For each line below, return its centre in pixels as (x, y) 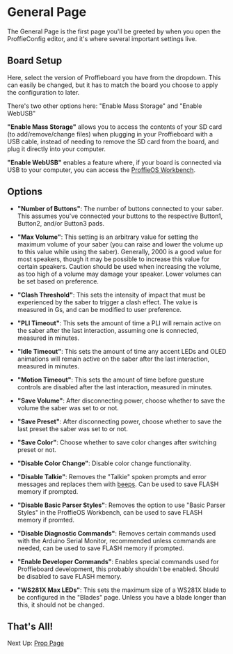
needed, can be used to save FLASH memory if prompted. (101, 548)
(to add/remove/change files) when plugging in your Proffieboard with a (110, 134)
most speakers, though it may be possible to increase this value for (113, 259)
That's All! (30, 626)
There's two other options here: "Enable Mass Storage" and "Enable (105, 106)
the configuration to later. (43, 92)
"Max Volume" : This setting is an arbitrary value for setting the (108, 237)
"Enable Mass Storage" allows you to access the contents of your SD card (115, 127)
